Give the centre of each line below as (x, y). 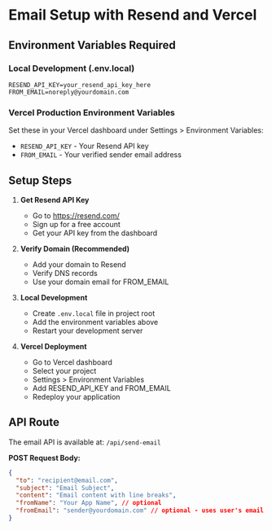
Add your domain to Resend (79, 264)
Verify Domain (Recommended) (75, 248)
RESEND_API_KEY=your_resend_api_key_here (80, 85)
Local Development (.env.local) (72, 68)
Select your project (64, 370)
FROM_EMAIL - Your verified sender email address (101, 155)
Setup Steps (40, 180)
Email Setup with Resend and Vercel (133, 15)
